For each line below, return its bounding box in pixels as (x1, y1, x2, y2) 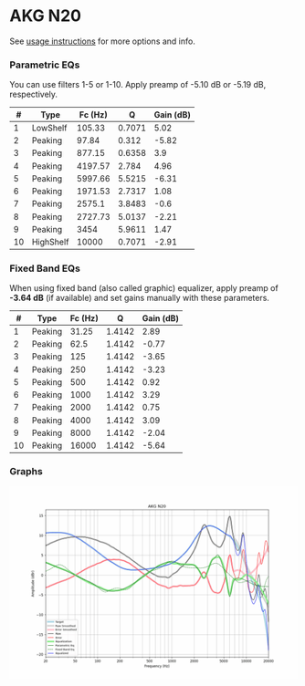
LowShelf (31, 122, 68, 133)
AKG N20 (9, 5, 82, 26)
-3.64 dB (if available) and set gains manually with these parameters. (9, 293, 269, 304)
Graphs (9, 465, 43, 478)
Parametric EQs (9, 58, 80, 71)
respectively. (9, 88, 58, 100)
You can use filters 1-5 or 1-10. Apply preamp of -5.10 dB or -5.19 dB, (9, 79, 267, 90)
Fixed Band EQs (9, 262, 80, 275)
